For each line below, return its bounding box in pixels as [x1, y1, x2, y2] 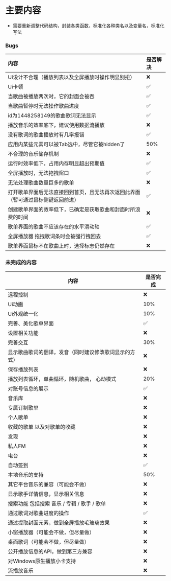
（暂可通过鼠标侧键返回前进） [8, 196, 80, 203]
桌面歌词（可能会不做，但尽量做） [8, 538, 90, 545]
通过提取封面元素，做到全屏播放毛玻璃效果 [8, 519, 110, 526]
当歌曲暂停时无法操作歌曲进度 [8, 103, 80, 110]
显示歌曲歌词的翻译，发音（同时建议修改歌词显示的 [8, 348, 131, 356]
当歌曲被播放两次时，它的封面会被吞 [8, 93, 95, 100]
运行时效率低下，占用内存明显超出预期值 [8, 160, 105, 167]
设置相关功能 [8, 329, 39, 336]
